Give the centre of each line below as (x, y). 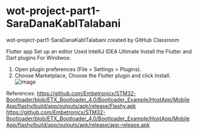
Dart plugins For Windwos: (38, 58)
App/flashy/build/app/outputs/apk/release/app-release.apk (78, 125)
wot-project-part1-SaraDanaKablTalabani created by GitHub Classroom (93, 40)
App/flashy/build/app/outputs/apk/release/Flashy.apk (71, 106)
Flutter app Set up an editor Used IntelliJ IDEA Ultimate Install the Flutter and (99, 51)
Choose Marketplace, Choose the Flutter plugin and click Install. (92, 75)
